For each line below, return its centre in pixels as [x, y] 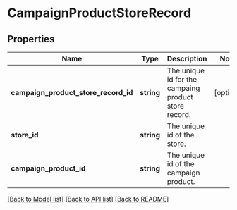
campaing [183, 88]
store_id [25, 135]
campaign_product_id [48, 168]
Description [187, 59]
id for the [182, 79]
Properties [31, 39]
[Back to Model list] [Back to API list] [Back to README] [88, 199]
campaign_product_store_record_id [72, 93]
